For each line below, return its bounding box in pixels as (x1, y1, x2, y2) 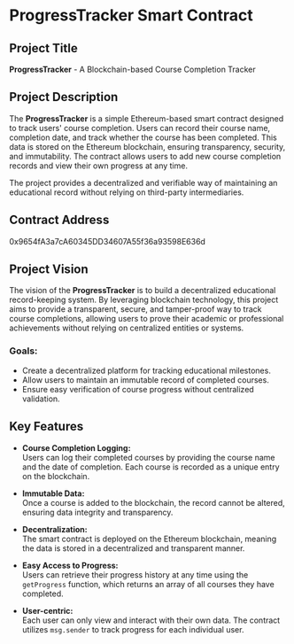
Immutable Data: (21, 488, 85, 499)
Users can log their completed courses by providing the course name (21, 452, 276, 462)
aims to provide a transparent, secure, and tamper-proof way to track (9, 304, 262, 314)
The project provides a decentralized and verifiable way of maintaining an (9, 177, 278, 188)
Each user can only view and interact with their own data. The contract (21, 615, 281, 625)
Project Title (9, 41, 78, 56)
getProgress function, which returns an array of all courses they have (21, 578, 275, 589)
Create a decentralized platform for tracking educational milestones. (21, 365, 272, 376)
